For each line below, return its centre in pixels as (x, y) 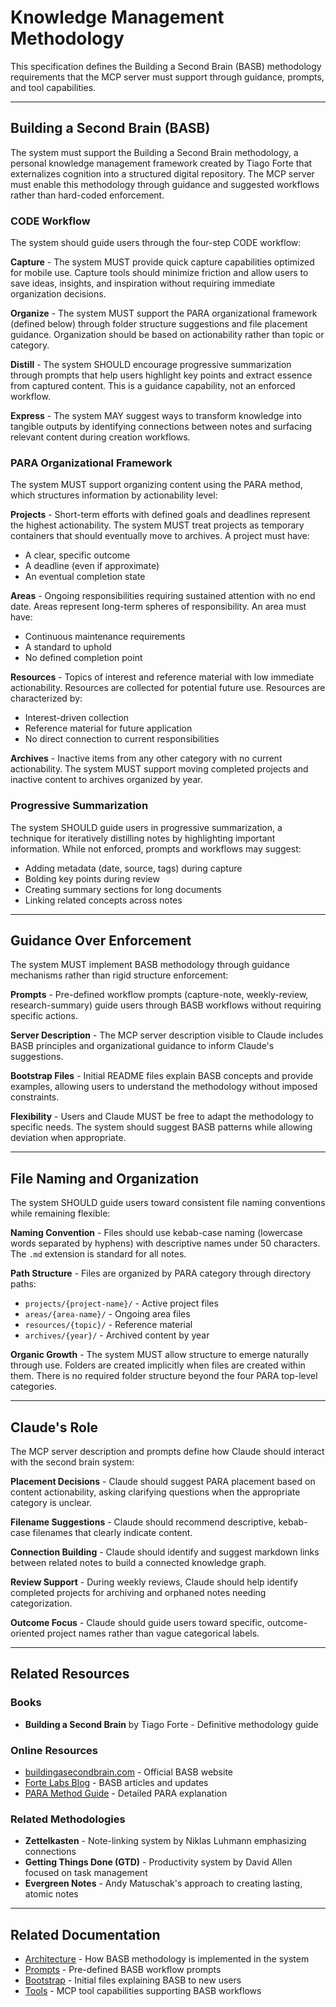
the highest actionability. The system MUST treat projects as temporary (157, 525)
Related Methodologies (68, 1819)
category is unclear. (51, 1503)
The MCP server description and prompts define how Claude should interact (167, 1452)
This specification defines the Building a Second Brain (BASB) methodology (166, 66)
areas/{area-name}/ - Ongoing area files (107, 1314)
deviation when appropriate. (68, 1138)
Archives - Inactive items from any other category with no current (146, 758)
